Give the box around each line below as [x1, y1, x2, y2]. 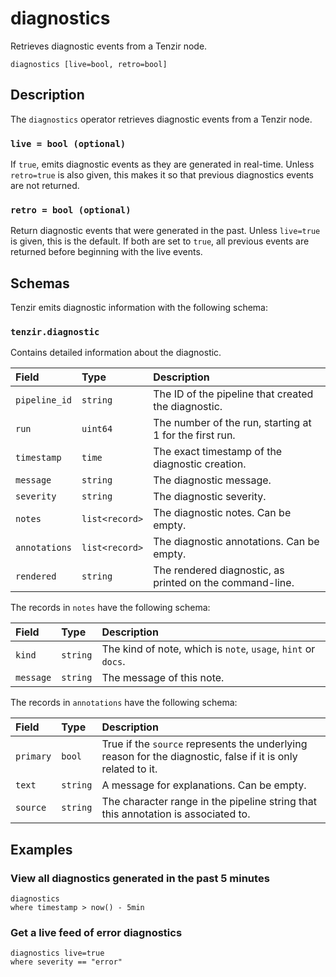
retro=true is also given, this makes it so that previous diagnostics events [10, 169, 314, 181]
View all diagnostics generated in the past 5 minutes [10, 871, 270, 885]
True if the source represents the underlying [101, 737, 308, 751]
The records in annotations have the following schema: [10, 697, 238, 709]
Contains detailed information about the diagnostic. [10, 347, 222, 359]
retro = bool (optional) [10, 204, 132, 216]
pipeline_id [15, 395, 73, 406]
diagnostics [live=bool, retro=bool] [10, 59, 168, 69]
